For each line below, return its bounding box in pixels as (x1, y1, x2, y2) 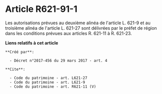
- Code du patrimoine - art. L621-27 (9, 75, 88, 80)
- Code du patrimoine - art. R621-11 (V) (9, 84, 97, 89)
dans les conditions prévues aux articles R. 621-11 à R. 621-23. (5, 30, 132, 36)
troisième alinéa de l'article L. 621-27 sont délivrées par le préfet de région (5, 25, 157, 31)
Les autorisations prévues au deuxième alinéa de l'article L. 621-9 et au (5, 20, 151, 26)
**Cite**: (5, 67, 26, 72)
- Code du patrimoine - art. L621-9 (9, 80, 85, 85)
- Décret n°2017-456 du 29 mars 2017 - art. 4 (9, 58, 108, 63)
